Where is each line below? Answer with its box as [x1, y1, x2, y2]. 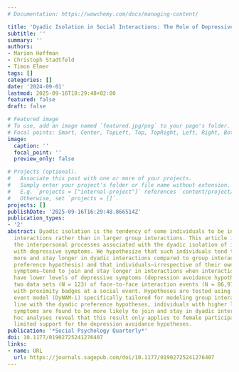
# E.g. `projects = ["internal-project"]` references [7, 188, 176, 195]
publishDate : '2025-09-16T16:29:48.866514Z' [7, 208, 142, 215]
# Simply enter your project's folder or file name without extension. [7, 182, 231, 189]
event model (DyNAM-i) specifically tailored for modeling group [14, 294, 212, 301]
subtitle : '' [7, 30, 46, 37]
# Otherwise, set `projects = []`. [7, 195, 119, 202]
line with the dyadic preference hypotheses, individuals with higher [14, 301, 228, 308]
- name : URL [7, 347, 43, 354]
